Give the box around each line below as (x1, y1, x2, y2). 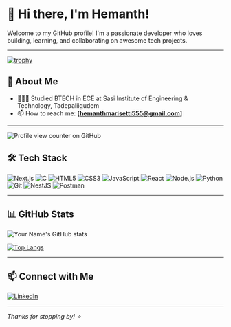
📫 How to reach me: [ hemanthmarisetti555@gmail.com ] (16, 109, 183, 117)
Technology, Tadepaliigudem (16, 101, 100, 109)
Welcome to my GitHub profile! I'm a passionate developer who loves (7, 29, 203, 37)
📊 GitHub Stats (7, 208, 74, 220)
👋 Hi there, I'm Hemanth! (7, 6, 150, 22)
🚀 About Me (7, 76, 58, 88)
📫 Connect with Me (7, 271, 94, 282)
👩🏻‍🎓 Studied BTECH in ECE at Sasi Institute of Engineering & (16, 94, 188, 102)
